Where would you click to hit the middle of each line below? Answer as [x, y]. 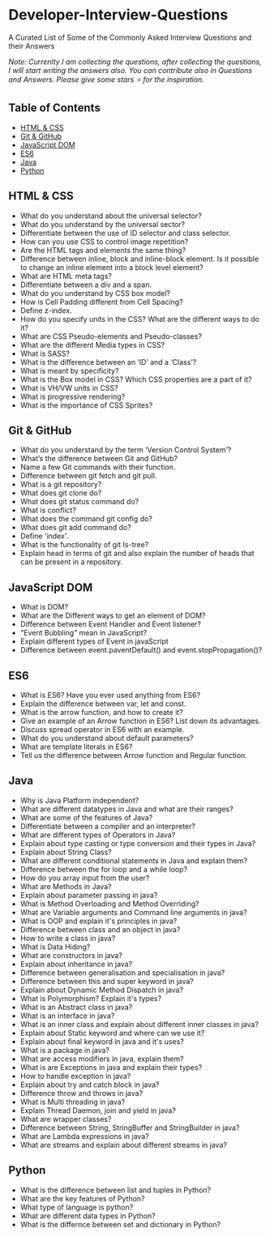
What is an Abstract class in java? [76, 1007]
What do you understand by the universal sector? [103, 224]
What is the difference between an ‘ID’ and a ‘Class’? [108, 362]
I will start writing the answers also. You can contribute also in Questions [131, 70]
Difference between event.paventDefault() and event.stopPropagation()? [141, 650]
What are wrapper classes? [66, 1119]
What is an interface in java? [67, 1016]
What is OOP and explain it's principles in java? [99, 921]
